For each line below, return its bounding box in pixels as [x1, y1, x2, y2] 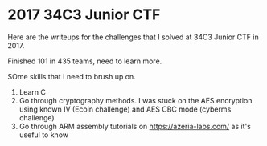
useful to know [18, 130, 69, 140]
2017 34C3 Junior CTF [7, 6, 161, 24]
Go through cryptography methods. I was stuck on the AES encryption [18, 95, 253, 105]
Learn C [18, 87, 46, 97]
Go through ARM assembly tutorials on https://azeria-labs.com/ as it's [18, 121, 251, 131]
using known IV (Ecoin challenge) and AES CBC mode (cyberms [18, 104, 232, 114]
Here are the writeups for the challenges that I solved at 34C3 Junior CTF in [7, 32, 259, 42]
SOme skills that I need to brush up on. [7, 71, 136, 81]
